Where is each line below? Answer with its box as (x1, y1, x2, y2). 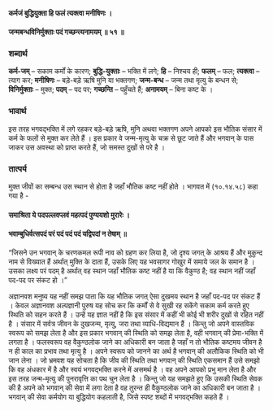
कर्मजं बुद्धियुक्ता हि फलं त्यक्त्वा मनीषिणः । (8, 8, 112, 18)
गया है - (8, 191, 29, 201)
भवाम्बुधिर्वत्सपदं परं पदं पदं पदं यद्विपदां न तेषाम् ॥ (8, 229, 128, 239)
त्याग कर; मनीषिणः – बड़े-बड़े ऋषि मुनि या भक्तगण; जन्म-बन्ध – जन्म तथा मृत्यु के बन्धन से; (8, 76, 239, 85)
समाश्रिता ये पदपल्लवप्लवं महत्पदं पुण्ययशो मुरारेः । (8, 210, 130, 220)
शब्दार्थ (8, 48, 28, 59)
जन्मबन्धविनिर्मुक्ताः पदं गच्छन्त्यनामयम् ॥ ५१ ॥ (8, 27, 124, 37)
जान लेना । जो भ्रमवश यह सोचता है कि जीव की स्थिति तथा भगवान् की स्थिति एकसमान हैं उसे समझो (8, 355, 260, 365)
